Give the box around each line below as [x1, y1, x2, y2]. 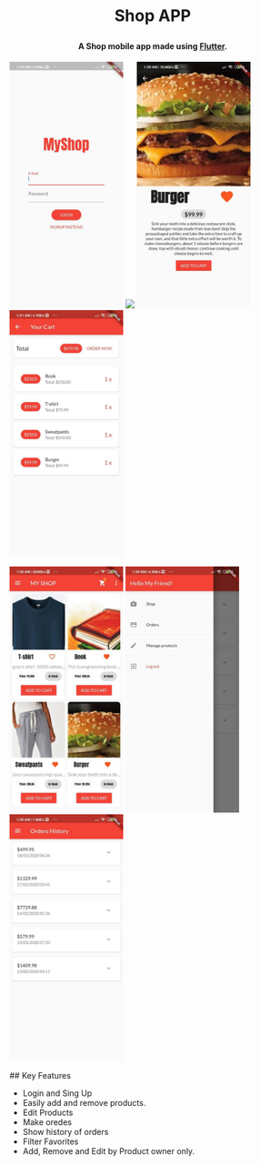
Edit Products [22, 1107, 74, 1119]
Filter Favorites [22, 1136, 79, 1147]
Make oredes [22, 1117, 73, 1128]
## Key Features [9, 1070, 71, 1081]
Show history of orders [22, 1127, 109, 1138]
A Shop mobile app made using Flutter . [77, 41, 228, 52]
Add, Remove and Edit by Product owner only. [22, 1146, 195, 1157]
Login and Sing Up [22, 1088, 93, 1099]
